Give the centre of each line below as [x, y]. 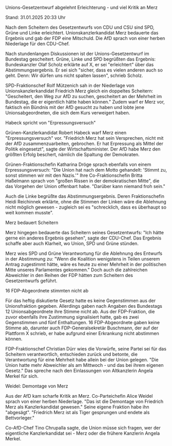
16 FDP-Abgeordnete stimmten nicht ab [47, 291]
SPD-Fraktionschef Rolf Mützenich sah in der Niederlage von [70, 85]
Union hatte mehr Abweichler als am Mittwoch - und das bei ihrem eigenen [84, 365]
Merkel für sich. [22, 376]
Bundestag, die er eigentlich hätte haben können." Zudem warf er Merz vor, [85, 102]
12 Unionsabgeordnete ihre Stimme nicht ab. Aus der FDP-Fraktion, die [80, 311]
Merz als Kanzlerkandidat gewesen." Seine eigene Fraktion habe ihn [77, 407]
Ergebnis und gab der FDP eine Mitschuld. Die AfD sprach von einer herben [85, 38]
